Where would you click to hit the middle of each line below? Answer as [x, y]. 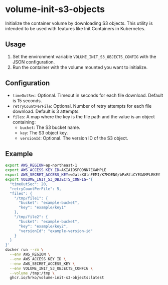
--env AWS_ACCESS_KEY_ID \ [38, 259]
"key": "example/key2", [43, 226]
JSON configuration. [34, 62]
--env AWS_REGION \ [30, 254]
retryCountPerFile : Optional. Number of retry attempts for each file [82, 106]
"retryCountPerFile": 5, [36, 189]
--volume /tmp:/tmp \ [32, 273]
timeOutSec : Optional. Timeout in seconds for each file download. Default [88, 95]
